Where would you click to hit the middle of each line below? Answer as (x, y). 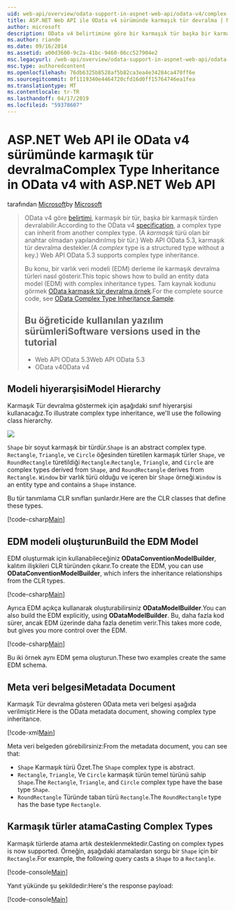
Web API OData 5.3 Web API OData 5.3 (90, 360)
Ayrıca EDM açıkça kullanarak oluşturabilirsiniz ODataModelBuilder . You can (117, 608)
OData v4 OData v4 (62, 367)
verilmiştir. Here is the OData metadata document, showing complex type (112, 712)
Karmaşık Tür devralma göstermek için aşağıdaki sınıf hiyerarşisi (100, 406)
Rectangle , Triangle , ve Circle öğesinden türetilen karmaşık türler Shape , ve (116, 455)
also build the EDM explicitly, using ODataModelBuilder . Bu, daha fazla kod (116, 616)
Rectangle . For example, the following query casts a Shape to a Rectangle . (112, 858)
